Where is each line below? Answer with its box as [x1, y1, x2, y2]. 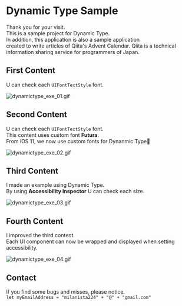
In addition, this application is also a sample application [6, 36, 140, 43]
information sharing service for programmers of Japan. [6, 48, 140, 55]
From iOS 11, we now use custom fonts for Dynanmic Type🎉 [6, 137, 150, 144]
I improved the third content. [6, 232, 75, 239]
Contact [6, 273, 37, 283]
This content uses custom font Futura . [6, 131, 99, 139]
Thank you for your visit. [6, 23, 65, 31]
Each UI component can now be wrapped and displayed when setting [6, 238, 175, 245]
